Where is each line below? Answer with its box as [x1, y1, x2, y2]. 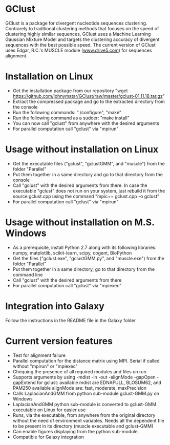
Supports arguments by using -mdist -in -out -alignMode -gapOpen [12, 374, 156, 380]
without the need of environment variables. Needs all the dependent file [12, 417, 165, 423]
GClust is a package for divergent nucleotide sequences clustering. [5, 20, 147, 26]
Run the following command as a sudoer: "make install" [12, 115, 130, 121]
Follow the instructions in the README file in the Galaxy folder [5, 317, 136, 323]
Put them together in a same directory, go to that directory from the [12, 266, 155, 272]
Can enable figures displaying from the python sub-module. [12, 428, 139, 434]
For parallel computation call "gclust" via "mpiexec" [12, 282, 122, 288]
